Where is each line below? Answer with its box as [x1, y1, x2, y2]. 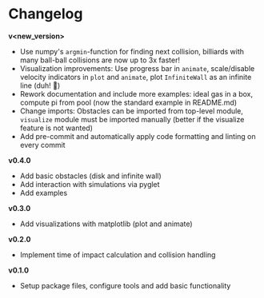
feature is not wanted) [19, 123, 94, 133]
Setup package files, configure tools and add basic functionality [19, 280, 231, 290]
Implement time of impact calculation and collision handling [19, 249, 216, 260]
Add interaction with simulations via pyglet [19, 179, 160, 189]
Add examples [19, 188, 68, 197]
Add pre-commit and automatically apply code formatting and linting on [19, 131, 256, 141]
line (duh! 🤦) [19, 81, 61, 90]
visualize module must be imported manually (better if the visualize [19, 114, 245, 124]
